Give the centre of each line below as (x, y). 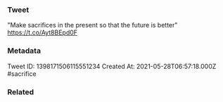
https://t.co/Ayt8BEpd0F (43, 32)
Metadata (24, 51)
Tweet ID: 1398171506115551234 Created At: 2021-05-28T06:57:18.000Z (112, 66)
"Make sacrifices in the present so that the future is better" (93, 25)
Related (21, 91)
